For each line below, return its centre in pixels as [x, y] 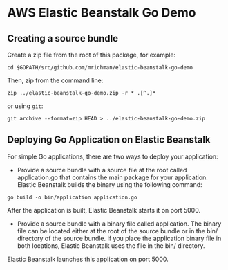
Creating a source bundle [63, 38]
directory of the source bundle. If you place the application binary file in [119, 238]
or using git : [25, 106]
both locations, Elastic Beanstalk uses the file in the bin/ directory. [111, 245]
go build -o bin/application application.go [72, 197]
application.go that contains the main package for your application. [113, 177]
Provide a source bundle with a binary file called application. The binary [119, 224]
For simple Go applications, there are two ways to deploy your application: [113, 156]
